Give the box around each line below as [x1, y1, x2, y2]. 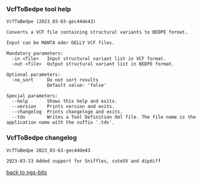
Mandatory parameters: [6, 50, 64, 56]
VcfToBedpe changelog [6, 133, 77, 142]
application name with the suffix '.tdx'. [6, 120, 115, 126]
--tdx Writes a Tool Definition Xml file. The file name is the [11, 114, 197, 120]
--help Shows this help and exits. [11, 98, 118, 104]
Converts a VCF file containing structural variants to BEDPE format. [6, 29, 188, 35]
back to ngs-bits [6, 169, 47, 176]
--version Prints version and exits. [11, 104, 115, 110]
